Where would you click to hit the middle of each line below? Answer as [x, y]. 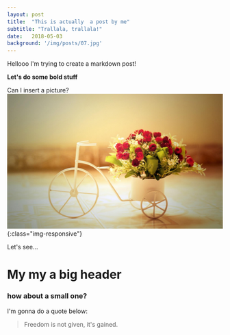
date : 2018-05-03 [35, 36]
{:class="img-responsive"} [45, 234]
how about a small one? [47, 296]
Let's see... [23, 247]
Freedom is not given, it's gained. [71, 324]
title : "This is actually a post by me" [68, 22]
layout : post [26, 14]
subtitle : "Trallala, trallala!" [55, 29]
